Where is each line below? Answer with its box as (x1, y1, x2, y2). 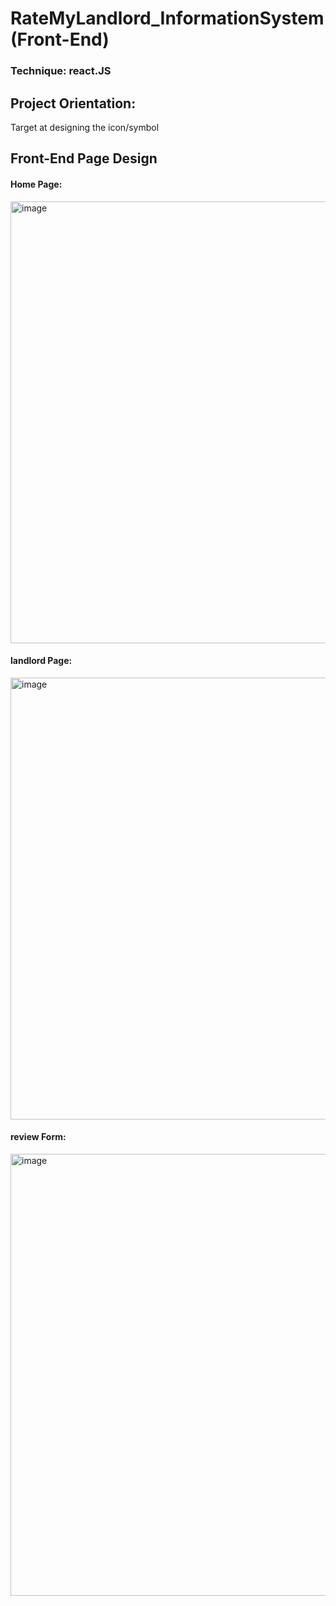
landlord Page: (10, 655, 73, 667)
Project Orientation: (10, 95, 137, 112)
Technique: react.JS (10, 64, 112, 78)
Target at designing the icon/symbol (10, 121, 160, 133)
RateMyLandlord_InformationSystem (10, 7, 325, 30)
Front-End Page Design (10, 150, 158, 167)
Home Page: (10, 178, 63, 190)
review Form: (10, 1131, 67, 1143)
